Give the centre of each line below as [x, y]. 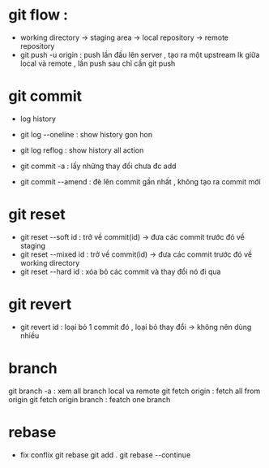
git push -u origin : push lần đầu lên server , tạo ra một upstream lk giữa [140, 54]
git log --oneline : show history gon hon [86, 134]
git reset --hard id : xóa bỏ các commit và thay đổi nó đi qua [120, 271]
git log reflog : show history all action [82, 150]
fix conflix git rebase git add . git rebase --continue [105, 455]
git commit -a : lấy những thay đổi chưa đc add [98, 166]
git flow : [38, 15]
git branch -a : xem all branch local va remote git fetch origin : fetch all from [134, 391]
